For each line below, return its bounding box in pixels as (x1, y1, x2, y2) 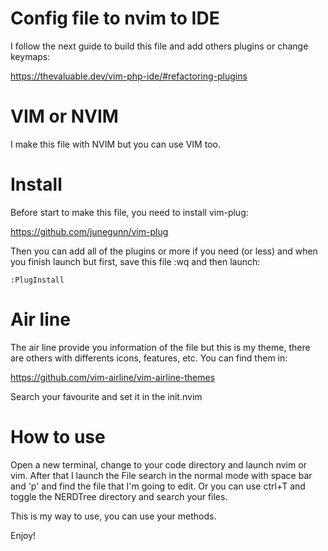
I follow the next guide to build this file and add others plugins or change (10, 40, 309, 52)
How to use (10, 425, 106, 448)
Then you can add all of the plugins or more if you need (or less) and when (10, 245, 318, 257)
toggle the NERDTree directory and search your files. (10, 490, 228, 502)
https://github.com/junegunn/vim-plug (10, 225, 169, 237)
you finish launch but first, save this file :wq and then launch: (10, 255, 261, 267)
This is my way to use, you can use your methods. (10, 510, 217, 522)
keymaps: (10, 50, 51, 62)
